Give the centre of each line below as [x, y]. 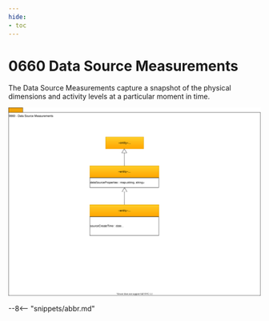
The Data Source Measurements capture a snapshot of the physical [120, 88]
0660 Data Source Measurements [123, 66]
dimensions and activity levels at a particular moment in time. [109, 97]
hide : [17, 17]
